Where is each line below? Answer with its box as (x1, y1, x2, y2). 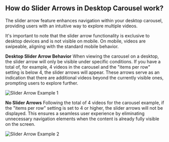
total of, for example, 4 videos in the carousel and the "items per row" (5, 64, 151, 70)
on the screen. (5, 121, 35, 127)
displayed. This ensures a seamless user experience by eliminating (5, 110, 145, 116)
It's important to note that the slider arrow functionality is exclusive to (5, 32, 150, 38)
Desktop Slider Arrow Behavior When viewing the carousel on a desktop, (5, 53, 159, 59)
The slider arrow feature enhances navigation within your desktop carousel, (5, 17, 163, 23)
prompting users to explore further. (5, 80, 78, 86)
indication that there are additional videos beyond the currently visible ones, (5, 74, 164, 80)
